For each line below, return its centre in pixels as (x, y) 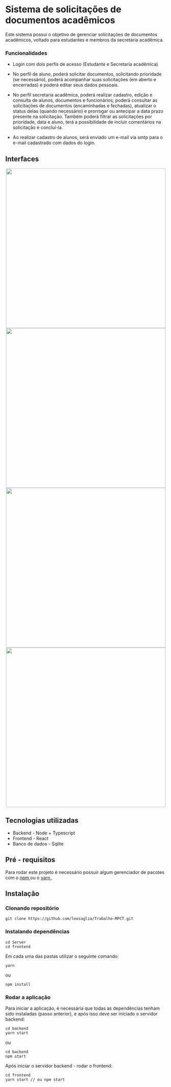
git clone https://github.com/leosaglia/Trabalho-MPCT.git (69, 919)
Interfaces (22, 159)
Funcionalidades (26, 53)
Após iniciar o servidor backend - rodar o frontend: (59, 1066)
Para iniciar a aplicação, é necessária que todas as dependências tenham (83, 1008)
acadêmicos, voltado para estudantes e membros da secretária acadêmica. (85, 40)
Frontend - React (30, 838)
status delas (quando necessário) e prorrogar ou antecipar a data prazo (88, 111)
